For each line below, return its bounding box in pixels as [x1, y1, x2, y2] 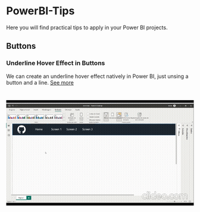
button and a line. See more [6, 79, 74, 86]
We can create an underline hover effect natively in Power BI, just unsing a [6, 73, 189, 80]
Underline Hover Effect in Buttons [6, 59, 105, 67]
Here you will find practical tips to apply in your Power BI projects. [6, 24, 168, 31]
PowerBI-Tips [6, 4, 75, 18]
